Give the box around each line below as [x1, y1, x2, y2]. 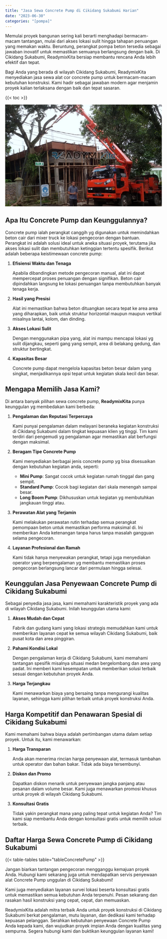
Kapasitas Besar [12, 355, 47, 362]
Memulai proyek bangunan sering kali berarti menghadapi [5, 33, 123, 39]
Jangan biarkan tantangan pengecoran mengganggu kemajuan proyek [5, 867, 150, 873]
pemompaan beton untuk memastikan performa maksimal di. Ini [12, 524, 143, 530]
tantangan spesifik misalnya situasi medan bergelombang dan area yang [12, 660, 161, 666]
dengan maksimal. [12, 439, 50, 445]
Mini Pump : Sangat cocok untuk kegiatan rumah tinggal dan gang [19, 473, 155, 479]
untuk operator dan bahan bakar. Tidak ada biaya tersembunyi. [12, 761, 142, 767]
